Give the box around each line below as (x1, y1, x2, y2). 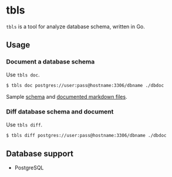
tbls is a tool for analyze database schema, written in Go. (6, 23, 146, 30)
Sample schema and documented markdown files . (6, 93, 127, 100)
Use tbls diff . (6, 121, 43, 128)
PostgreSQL (14, 164, 44, 171)
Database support (6, 149, 74, 159)
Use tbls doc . (6, 71, 40, 78)
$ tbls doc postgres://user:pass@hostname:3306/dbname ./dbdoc (6, 82, 164, 88)
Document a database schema (6, 58, 95, 66)
